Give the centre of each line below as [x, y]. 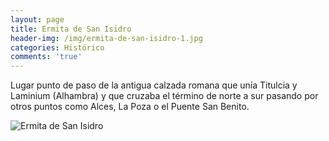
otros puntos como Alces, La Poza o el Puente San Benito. [130, 107]
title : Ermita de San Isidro [71, 29]
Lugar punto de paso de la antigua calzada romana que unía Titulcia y [154, 85]
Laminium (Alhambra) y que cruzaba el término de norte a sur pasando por [164, 96]
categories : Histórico [57, 47]
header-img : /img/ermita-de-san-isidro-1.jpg [106, 38]
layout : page [37, 19]
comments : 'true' [46, 57]
